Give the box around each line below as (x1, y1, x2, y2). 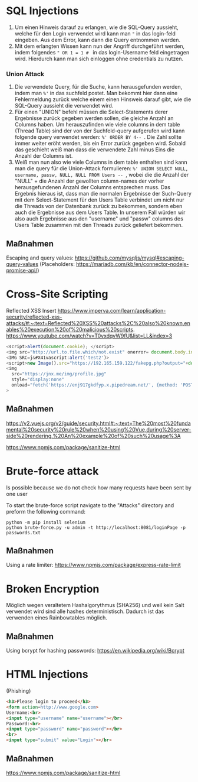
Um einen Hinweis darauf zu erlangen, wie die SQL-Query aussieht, (14, 24, 179, 31)
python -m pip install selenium (6, 519, 85, 525)
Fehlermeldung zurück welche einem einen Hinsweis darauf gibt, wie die (14, 96, 192, 103)
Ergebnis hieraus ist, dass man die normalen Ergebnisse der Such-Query (14, 190, 192, 197)
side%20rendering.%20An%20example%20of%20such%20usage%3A (6, 432, 181, 439)
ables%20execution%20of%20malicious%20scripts (6, 326, 134, 333)
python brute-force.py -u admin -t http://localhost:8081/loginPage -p (6, 524, 186, 530)
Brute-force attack (6, 464, 99, 478)
